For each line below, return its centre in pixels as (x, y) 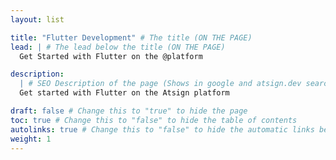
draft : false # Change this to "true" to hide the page (129, 111)
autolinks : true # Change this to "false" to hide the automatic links (162, 129)
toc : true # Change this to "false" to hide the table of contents (154, 120)
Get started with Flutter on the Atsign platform (124, 93)
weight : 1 (31, 139)
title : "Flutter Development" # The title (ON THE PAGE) (131, 37)
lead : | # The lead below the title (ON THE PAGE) (118, 47)
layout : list (37, 19)
